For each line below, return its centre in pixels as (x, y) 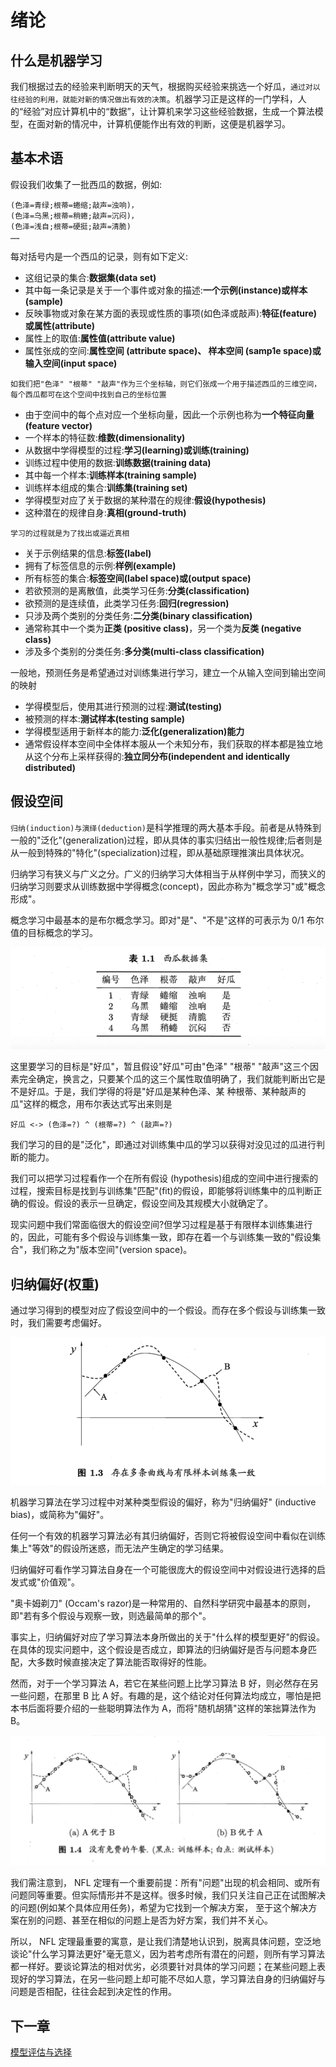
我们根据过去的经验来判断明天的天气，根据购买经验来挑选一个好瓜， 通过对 (161, 86)
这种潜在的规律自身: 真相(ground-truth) (105, 512)
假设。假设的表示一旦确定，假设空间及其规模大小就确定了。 (150, 1203)
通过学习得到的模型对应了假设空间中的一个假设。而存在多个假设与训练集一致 (168, 1310)
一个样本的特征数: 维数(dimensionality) (105, 437)
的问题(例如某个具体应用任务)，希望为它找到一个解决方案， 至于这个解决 (159, 1908)
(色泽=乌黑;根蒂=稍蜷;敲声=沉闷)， (74, 216)
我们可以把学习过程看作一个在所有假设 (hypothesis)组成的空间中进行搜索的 (164, 1178)
